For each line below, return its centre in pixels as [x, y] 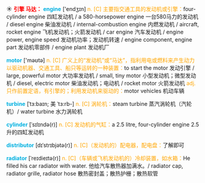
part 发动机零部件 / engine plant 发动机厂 [58, 47]
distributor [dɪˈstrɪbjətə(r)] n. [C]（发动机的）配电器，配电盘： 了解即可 [95, 145]
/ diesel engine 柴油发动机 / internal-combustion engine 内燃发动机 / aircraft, [103, 24]
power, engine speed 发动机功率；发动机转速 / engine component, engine [99, 39]
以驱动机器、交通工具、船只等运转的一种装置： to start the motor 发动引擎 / [100, 68]
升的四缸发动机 [25, 132]
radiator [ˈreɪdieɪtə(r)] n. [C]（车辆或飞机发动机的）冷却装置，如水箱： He [99, 158]
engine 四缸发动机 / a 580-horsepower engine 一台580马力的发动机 [113, 17]
